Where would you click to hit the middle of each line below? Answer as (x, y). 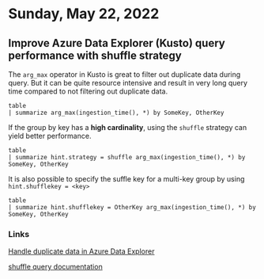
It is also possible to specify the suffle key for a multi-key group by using (126, 179)
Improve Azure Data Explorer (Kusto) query (117, 43)
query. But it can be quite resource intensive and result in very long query (128, 83)
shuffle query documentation (55, 267)
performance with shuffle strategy (95, 55)
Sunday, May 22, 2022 (84, 14)
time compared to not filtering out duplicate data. (88, 91)
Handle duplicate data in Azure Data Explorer (81, 251)
